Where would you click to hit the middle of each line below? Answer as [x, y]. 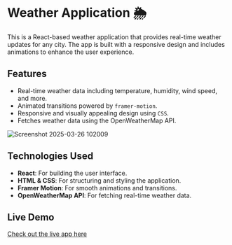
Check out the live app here [47, 234]
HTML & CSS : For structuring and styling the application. [99, 180]
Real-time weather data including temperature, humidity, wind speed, [117, 90]
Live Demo [31, 217]
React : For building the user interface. [72, 173]
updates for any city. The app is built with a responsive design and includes [116, 44]
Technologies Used [50, 156]
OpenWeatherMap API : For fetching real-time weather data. [104, 195]
